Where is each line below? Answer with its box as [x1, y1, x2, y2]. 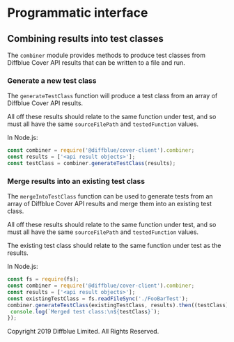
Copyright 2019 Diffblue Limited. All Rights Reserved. [7, 327, 159, 336]
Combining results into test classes [7, 33, 164, 45]
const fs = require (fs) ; [7, 276, 79, 283]
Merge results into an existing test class [7, 176, 145, 186]
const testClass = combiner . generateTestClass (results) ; [7, 160, 176, 167]
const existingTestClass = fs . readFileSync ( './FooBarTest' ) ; [7, 295, 189, 302]
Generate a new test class [7, 75, 97, 85]
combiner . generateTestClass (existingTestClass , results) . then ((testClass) [7, 302, 229, 309]
